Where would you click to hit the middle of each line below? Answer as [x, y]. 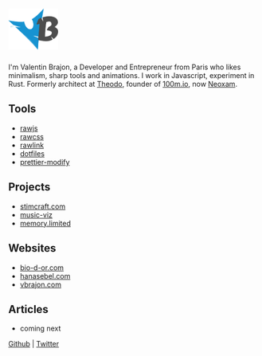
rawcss [31, 136]
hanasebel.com [45, 276]
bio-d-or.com [42, 268]
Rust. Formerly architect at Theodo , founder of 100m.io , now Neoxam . [123, 84]
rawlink [32, 145]
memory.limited [45, 223]
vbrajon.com [41, 284]
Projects [29, 187]
